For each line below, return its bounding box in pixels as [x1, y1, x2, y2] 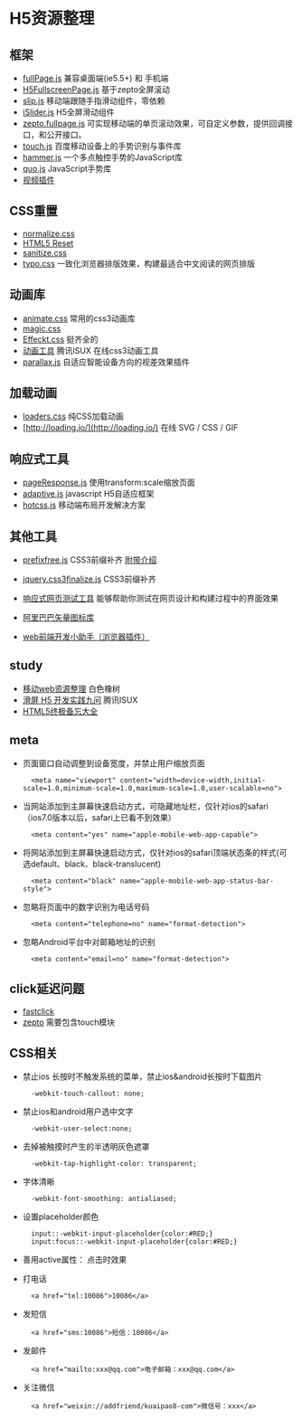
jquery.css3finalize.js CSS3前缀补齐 [22, 573, 156, 584]
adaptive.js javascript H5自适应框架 [22, 488, 155, 499]
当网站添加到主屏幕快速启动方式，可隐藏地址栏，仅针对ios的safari [22, 800, 269, 811]
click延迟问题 [9, 981, 85, 997]
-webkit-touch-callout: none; [31, 1089, 145, 1099]
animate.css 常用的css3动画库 [22, 313, 136, 324]
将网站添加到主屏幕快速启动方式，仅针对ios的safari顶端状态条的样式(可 [22, 847, 288, 857]
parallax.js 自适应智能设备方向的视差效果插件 [22, 356, 190, 367]
